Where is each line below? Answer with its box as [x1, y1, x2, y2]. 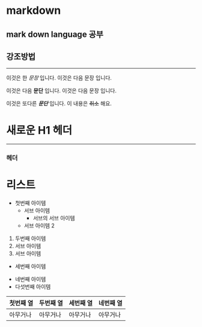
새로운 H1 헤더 [6, 123, 73, 137]
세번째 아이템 [14, 263, 46, 270]
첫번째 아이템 [14, 200, 46, 207]
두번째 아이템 [14, 235, 46, 242]
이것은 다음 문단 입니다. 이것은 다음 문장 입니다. [6, 87, 117, 94]
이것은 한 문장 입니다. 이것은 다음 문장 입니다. [6, 74, 112, 81]
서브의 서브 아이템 [32, 215, 75, 222]
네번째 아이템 [14, 276, 46, 283]
